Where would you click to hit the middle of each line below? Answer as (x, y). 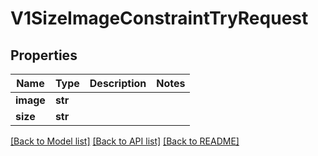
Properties (44, 55)
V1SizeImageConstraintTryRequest (159, 18)
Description (118, 83)
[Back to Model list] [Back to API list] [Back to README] (125, 141)
